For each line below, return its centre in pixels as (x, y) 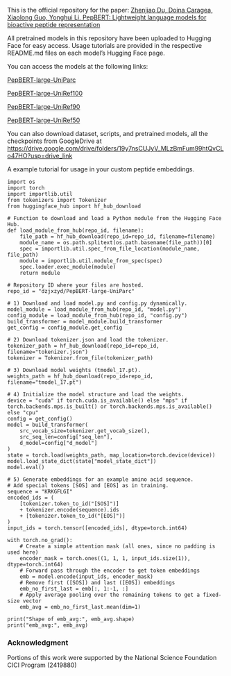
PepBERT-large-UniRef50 (44, 120)
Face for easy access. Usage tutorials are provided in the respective (105, 45)
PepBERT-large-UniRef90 (44, 107)
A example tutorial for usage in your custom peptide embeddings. (101, 169)
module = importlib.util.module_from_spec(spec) (91, 261)
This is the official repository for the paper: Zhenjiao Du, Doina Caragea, (110, 10)
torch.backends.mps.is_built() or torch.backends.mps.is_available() (110, 407)
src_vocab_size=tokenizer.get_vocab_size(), (85, 431)
